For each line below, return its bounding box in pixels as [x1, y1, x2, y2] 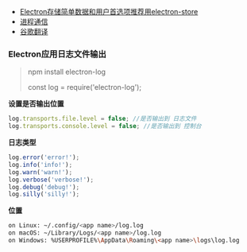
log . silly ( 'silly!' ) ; [8, 190, 80, 199]
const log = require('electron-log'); [27, 83, 141, 92]
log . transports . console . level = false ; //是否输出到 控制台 [8, 122, 202, 130]
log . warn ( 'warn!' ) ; [8, 168, 73, 176]
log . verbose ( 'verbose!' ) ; [8, 176, 94, 184]
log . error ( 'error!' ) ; [8, 153, 80, 161]
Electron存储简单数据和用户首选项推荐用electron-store [19, 7, 199, 16]
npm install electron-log [27, 67, 106, 77]
